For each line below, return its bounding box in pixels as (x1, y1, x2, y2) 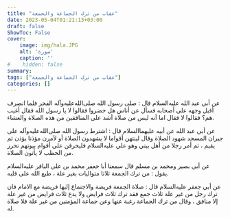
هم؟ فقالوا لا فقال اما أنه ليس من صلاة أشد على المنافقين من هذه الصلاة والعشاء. (7, 114, 215, 122)
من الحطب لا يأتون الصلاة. (7, 149, 73, 157)
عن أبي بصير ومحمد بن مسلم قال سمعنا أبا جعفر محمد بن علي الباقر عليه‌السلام (7, 162, 210, 170)
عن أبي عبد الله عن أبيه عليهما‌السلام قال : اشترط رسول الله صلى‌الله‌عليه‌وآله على (7, 127, 216, 135)
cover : (7, 36, 26, 43)
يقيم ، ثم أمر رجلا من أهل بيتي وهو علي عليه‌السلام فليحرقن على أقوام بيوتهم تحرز (7, 141, 215, 149)
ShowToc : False (7, 29, 51, 36)
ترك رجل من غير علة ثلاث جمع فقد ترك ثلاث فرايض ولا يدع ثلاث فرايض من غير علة (7, 190, 218, 198)
